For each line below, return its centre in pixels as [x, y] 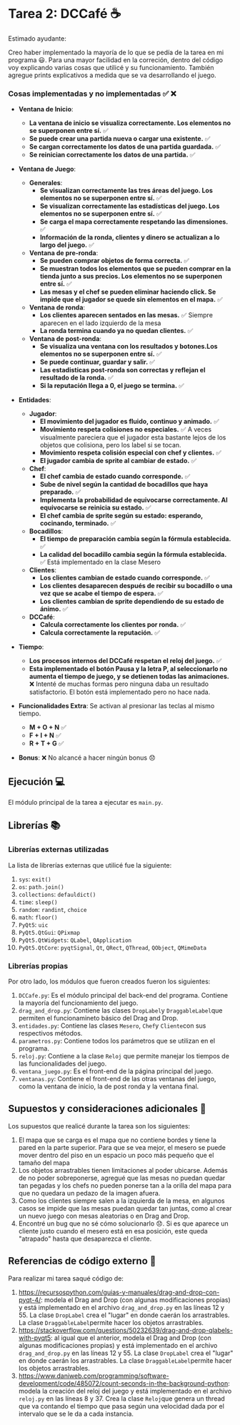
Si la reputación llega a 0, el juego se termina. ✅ [112, 386]
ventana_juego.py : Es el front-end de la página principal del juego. [116, 1071]
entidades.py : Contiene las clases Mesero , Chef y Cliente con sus [112, 1026]
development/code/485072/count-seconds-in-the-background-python [123, 1383]
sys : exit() [35, 879]
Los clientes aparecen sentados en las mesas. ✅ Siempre [126, 315]
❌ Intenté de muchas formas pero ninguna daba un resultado [119, 684]
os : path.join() [41, 886]
